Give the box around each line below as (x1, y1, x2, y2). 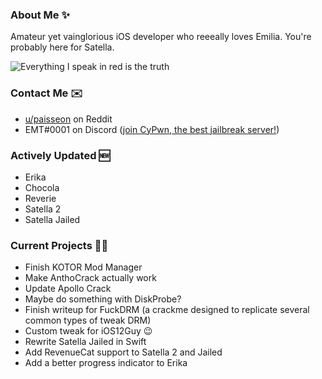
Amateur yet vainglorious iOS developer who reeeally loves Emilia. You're (10, 31, 312, 43)
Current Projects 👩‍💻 (10, 238, 109, 252)
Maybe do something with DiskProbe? (24, 293, 182, 305)
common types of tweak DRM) (24, 314, 152, 327)
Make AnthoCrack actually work (24, 272, 157, 284)
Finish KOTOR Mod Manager (24, 261, 143, 273)
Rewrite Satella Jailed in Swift (24, 336, 147, 348)
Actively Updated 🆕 (10, 148, 111, 162)
